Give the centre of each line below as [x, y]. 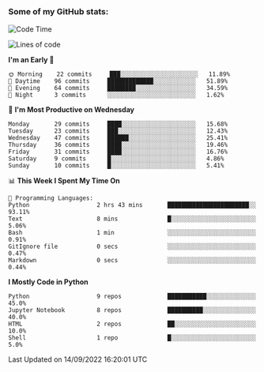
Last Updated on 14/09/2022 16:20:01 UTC [78, 359]
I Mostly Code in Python [48, 282]
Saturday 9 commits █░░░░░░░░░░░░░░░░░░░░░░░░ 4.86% [116, 158]
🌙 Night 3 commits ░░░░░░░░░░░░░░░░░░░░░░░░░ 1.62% [116, 95]
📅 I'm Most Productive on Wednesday [71, 109]
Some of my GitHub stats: [58, 12]
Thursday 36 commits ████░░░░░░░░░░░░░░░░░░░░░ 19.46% [118, 145]
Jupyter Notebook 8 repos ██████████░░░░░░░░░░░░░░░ [132, 310]
